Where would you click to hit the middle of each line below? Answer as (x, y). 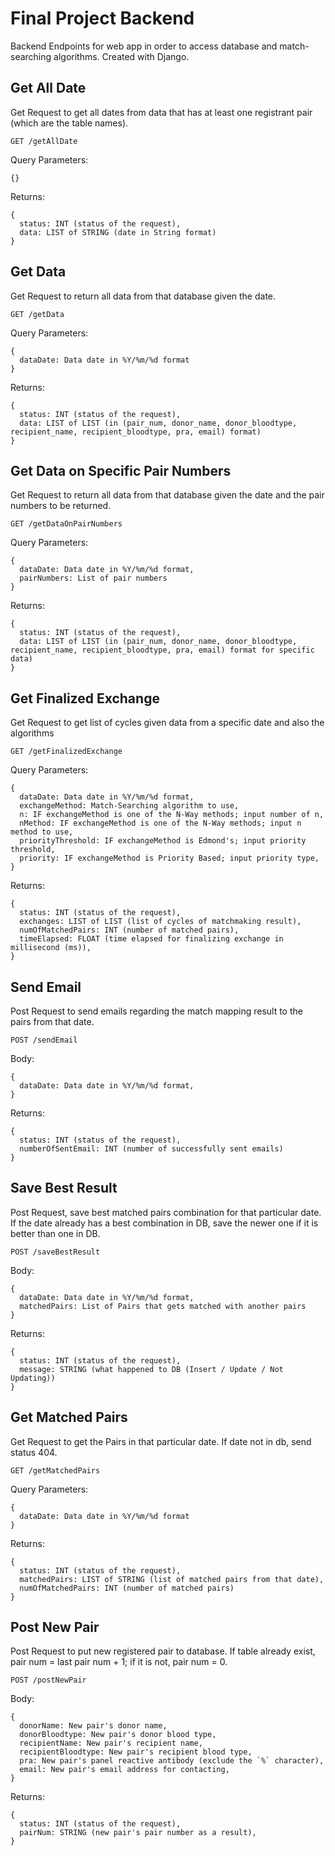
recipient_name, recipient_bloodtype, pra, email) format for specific (162, 650)
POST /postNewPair (48, 1680)
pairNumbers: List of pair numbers (93, 578)
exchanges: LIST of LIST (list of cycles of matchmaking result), (160, 922)
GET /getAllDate (44, 141)
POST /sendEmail (44, 1040)
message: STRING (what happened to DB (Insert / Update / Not (151, 1369)
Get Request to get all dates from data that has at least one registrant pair (161, 112)
